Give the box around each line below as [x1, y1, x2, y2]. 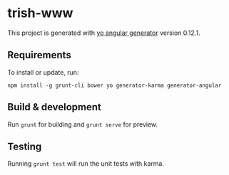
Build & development [7, 101, 101, 113]
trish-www [7, 5, 73, 21]
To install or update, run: [7, 68, 79, 76]
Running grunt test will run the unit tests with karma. [7, 159, 164, 168]
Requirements [7, 49, 71, 61]
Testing [7, 140, 42, 152]
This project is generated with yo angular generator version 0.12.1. [7, 28, 201, 37]
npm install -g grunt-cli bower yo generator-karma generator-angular [7, 82, 222, 89]
